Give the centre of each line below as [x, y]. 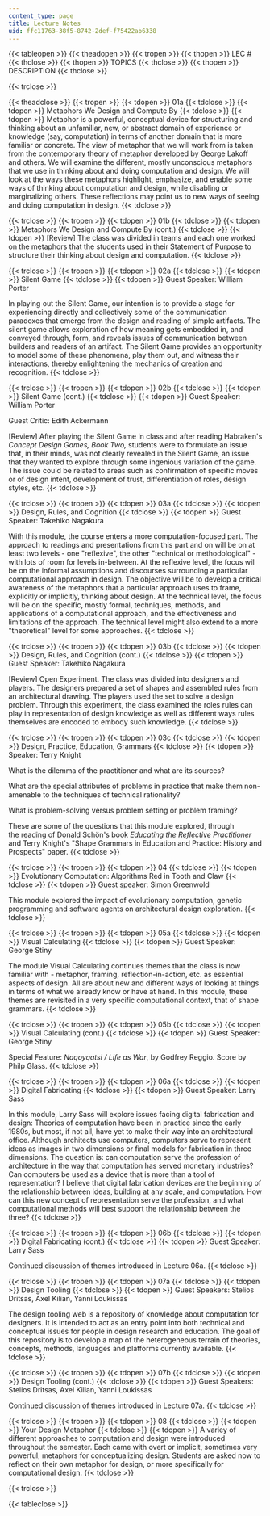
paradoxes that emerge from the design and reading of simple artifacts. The [134, 321]
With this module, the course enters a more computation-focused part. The [133, 536]
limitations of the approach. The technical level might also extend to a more [133, 622]
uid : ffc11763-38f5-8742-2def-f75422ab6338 [83, 31]
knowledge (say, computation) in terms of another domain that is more [125, 136]
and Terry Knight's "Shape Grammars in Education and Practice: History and [135, 843]
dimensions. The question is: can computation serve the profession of [125, 1157]
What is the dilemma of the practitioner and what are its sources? [116, 771]
